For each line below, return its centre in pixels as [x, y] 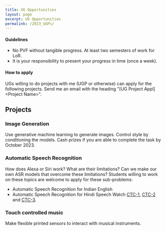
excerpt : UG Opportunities [33, 19]
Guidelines [17, 39]
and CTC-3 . [24, 200]
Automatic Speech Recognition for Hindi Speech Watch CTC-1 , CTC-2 [84, 194]
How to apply [19, 73]
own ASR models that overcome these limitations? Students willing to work [82, 174]
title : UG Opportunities [31, 10]
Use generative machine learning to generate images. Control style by [77, 135]
